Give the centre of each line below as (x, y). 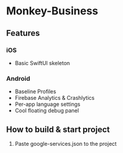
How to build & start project (58, 129)
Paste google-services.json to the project (66, 143)
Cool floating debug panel (47, 111)
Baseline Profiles (36, 91)
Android (18, 78)
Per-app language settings (47, 104)
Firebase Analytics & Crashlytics (55, 98)
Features (23, 33)
